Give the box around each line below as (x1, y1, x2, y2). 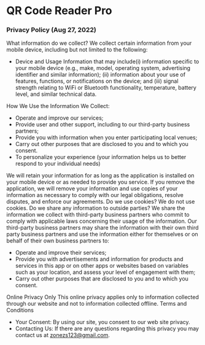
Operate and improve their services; (15, 249, 107, 257)
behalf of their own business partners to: (6, 237, 109, 244)
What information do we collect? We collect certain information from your (6, 39, 192, 47)
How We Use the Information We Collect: (6, 103, 110, 110)
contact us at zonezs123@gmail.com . (15, 331, 110, 339)
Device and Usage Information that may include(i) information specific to (15, 58, 199, 65)
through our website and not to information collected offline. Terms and (6, 300, 187, 308)
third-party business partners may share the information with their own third (6, 224, 199, 231)
